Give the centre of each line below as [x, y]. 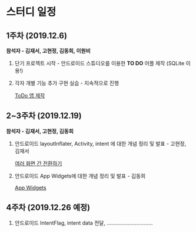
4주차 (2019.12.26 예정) [48, 208]
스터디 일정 [31, 12]
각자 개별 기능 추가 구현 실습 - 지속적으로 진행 [67, 83]
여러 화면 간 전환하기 [38, 163]
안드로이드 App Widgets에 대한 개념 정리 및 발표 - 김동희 [80, 176]
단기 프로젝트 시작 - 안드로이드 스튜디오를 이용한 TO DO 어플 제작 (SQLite [99, 63]
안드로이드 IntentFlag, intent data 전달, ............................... [84, 223]
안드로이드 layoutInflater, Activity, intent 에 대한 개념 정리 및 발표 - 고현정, [100, 143]
